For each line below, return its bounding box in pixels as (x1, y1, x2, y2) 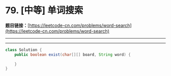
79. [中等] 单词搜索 (5, 5, 83, 16)
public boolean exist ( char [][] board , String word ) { (14, 52, 131, 57)
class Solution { (5, 47, 42, 52)
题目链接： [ (5, 22, 30, 28)
